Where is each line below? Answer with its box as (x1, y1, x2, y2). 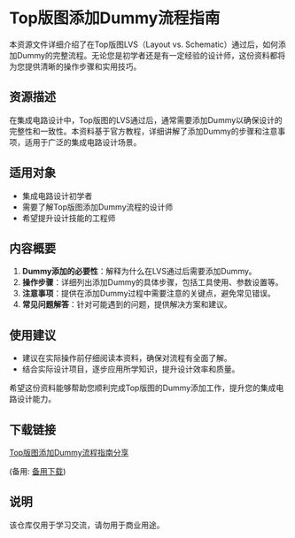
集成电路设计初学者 (21, 190, 93, 201)
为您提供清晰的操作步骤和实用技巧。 (9, 61, 142, 72)
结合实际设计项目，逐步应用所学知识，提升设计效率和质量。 (21, 364, 240, 374)
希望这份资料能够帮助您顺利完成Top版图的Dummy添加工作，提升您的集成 (9, 382, 276, 394)
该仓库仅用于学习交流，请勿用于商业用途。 (9, 519, 165, 530)
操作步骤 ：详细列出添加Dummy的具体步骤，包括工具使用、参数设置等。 (21, 277, 283, 288)
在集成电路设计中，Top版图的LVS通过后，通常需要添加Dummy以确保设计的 (9, 114, 283, 125)
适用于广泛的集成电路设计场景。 (24, 136, 142, 147)
